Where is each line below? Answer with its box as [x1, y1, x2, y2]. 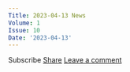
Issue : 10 [8, 26, 41, 34]
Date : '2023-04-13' [8, 33, 72, 42]
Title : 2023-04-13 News [8, 11, 87, 20]
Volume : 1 [8, 19, 41, 27]
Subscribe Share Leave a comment [8, 55, 122, 65]
